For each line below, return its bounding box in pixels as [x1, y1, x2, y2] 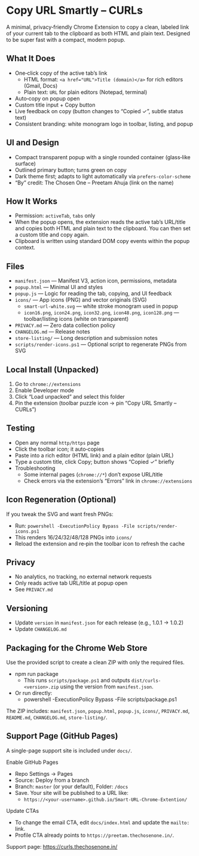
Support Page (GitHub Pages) [6, 731, 118, 741]
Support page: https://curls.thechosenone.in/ [6, 843, 118, 850]
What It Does [6, 53, 56, 63]
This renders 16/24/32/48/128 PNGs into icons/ [14, 533, 133, 541]
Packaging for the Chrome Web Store [6, 643, 148, 653]
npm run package [14, 670, 59, 678]
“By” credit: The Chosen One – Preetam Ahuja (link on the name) [14, 179, 174, 186]
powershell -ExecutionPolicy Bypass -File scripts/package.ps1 [23, 696, 177, 703]
